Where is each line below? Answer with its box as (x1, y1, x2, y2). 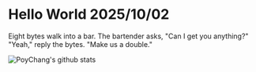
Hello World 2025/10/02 (8, 5, 170, 23)
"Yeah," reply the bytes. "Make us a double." (8, 39, 152, 49)
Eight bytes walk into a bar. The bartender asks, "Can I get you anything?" (8, 31, 249, 41)
